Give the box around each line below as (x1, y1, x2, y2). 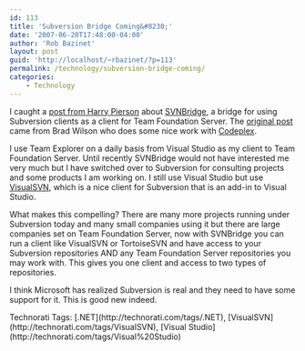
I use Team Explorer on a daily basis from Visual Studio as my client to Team (9, 143, 296, 154)
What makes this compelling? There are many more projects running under (9, 208, 290, 219)
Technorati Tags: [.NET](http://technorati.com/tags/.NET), (9, 311, 226, 323)
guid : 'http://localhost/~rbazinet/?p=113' (9, 55, 178, 65)
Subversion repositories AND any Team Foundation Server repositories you (9, 247, 291, 258)
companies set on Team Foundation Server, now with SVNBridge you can (9, 228, 285, 239)
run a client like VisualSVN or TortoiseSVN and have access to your (9, 237, 262, 248)
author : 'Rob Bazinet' (9, 38, 96, 48)
